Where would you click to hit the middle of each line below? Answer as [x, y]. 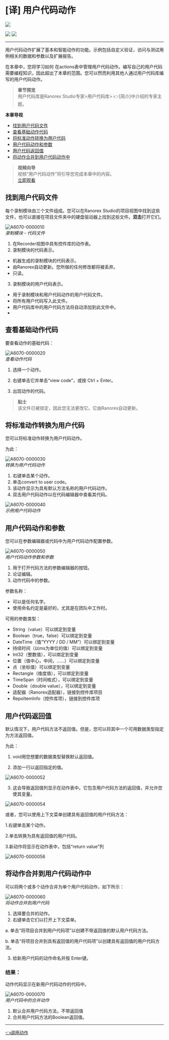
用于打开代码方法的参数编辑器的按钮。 [52, 568]
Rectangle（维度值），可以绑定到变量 [51, 673]
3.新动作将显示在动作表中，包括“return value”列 [55, 846]
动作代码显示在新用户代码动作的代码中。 [47, 984]
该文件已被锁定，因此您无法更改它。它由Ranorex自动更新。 [79, 408]
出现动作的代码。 [30, 391]
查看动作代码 [18, 359]
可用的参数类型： [23, 619]
